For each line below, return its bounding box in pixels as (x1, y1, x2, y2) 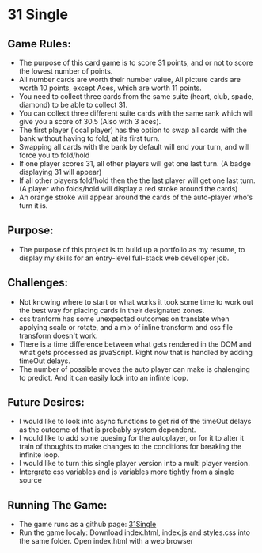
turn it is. (18, 201, 48, 210)
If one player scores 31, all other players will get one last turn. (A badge (18, 159, 251, 168)
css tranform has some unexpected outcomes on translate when (18, 314, 230, 324)
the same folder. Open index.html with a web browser (18, 536, 194, 546)
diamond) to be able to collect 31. (18, 100, 128, 109)
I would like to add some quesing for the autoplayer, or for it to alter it (18, 434, 245, 443)
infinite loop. (18, 450, 60, 460)
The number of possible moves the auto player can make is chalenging (18, 364, 250, 373)
